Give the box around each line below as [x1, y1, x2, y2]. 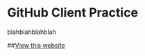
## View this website [7, 41, 65, 49]
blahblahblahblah [7, 28, 57, 36]
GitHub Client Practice [7, 5, 139, 21]
